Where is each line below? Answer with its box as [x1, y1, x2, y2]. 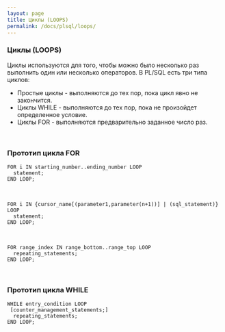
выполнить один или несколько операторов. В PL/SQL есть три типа [7, 68, 208, 76]
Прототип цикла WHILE [7, 285, 89, 294]
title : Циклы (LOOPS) [7, 16, 69, 23]
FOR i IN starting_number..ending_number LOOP [7, 164, 142, 170]
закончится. [16, 96, 53, 104]
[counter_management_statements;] [10, 307, 109, 314]
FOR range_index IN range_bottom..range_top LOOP [7, 244, 152, 251]
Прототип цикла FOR [7, 148, 80, 157]
